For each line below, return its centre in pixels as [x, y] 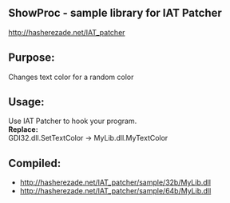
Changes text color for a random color [71, 77]
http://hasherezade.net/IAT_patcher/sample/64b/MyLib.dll [115, 191]
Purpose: [32, 58]
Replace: [23, 129]
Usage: [27, 102]
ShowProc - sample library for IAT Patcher [115, 13]
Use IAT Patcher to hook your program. [73, 121]
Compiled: [35, 163]
